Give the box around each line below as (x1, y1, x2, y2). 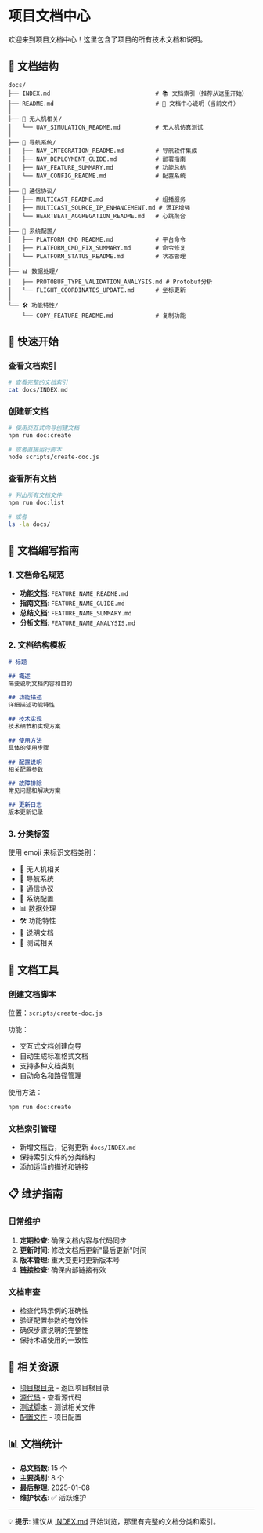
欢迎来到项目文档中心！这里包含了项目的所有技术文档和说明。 (8, 35, 207, 44)
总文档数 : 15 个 (19, 1463, 67, 1473)
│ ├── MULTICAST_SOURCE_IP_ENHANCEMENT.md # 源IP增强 (8, 203, 191, 212)
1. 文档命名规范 (8, 570, 65, 581)
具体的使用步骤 (8, 743, 49, 752)
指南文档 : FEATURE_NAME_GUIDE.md (19, 598, 125, 608)
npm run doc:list (8, 499, 65, 507)
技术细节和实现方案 (8, 723, 61, 731)
